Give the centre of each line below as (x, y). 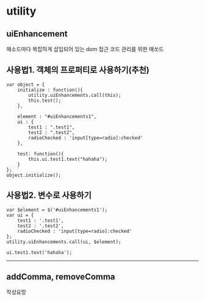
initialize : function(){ (50, 90)
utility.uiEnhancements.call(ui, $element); (64, 242)
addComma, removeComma (61, 277)
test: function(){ (41, 154)
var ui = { (20, 215)
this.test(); (45, 101)
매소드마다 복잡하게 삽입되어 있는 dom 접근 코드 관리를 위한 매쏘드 (85, 49)
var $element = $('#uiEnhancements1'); (57, 210)
